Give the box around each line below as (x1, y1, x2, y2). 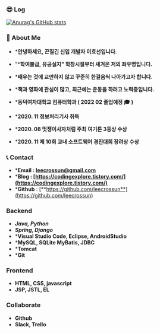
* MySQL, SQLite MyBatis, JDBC (14, 239, 95, 246)
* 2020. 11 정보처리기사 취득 (14, 113, 80, 120)
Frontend (6, 266, 33, 275)
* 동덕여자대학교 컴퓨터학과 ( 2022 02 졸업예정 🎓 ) (14, 98, 134, 106)
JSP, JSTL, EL (14, 286, 49, 293)
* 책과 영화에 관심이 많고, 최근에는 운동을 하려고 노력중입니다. (14, 85, 155, 93)
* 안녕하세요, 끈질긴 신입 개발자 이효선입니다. (14, 47, 117, 55)
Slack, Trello (14, 320, 46, 328)
